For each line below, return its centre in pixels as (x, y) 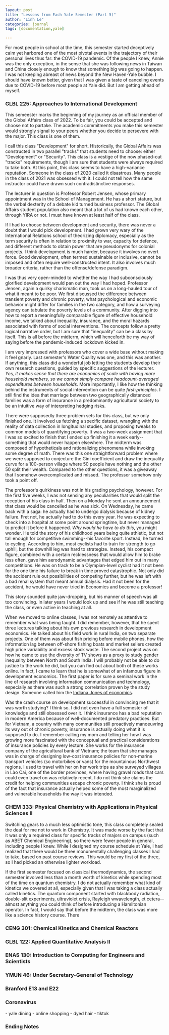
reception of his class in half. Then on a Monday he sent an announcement (83, 501)
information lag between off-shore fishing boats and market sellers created (83, 644)
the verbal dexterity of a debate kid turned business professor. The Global (82, 204)
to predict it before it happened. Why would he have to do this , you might (81, 528)
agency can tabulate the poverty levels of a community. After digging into (81, 310)
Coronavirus (21, 1002)
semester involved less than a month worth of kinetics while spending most (83, 877)
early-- (136, 437)
